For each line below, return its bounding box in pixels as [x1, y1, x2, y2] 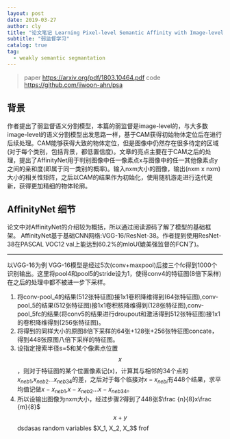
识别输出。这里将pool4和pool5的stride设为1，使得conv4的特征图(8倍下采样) [7, 270, 222, 278]
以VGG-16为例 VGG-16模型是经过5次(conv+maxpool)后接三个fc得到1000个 [7, 261, 218, 269]
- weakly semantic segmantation [13, 55, 106, 62]
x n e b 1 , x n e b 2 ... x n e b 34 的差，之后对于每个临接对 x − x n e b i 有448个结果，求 [16, 375, 216, 386]
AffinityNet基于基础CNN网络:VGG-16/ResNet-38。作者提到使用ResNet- [20, 231, 222, 240]
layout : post [7, 10, 44, 17]
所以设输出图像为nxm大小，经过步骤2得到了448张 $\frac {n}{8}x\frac [16, 394, 212, 403]
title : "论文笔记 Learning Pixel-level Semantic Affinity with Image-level [7, 29, 224, 36]
